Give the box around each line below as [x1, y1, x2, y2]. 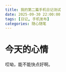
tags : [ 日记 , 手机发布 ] [5, 16, 50, 21]
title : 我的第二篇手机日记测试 [5, 7, 61, 12]
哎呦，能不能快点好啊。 [5, 62, 53, 68]
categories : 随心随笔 [5, 21, 47, 26]
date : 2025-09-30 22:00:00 [5, 12, 61, 17]
